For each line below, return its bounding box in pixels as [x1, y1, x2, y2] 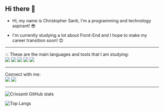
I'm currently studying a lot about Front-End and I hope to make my [12, 32, 147, 38]
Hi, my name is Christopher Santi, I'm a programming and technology [12, 17, 151, 23]
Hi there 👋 [5, 5, 36, 13]
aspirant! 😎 [12, 23, 36, 29]
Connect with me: [5, 71, 41, 77]
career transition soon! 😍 [12, 37, 63, 43]
